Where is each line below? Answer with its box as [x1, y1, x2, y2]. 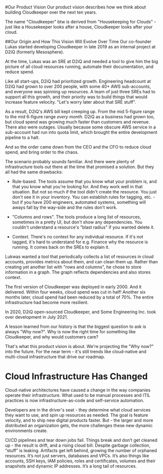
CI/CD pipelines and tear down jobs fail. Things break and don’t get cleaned [5, 437, 158, 443]
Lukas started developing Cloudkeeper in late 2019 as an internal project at [5, 44, 156, 49]
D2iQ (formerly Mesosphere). [5, 49, 64, 55]
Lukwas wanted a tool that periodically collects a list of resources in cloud [5, 254, 154, 259]
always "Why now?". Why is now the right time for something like [5, 329, 136, 334]
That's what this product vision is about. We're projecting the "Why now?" [5, 344, 154, 349]
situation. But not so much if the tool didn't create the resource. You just [12, 189, 157, 194]
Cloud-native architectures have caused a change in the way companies [5, 387, 151, 393]
